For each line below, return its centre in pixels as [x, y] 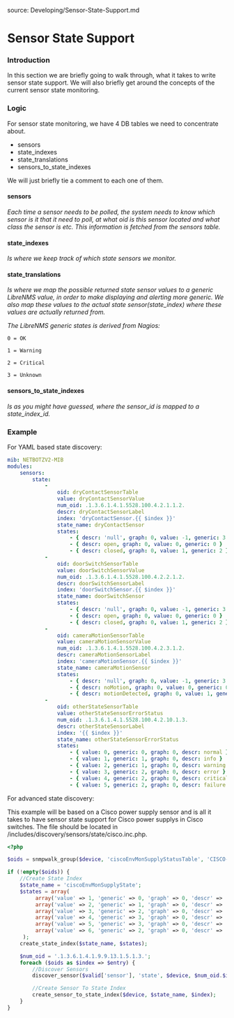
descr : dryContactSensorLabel [101, 512]
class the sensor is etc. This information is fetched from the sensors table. [114, 227]
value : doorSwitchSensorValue [101, 570]
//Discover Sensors [61, 969]
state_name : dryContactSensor [101, 525]
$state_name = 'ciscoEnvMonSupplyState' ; [80, 885]
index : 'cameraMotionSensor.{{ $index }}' [119, 661]
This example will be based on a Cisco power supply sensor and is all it [109, 812]
